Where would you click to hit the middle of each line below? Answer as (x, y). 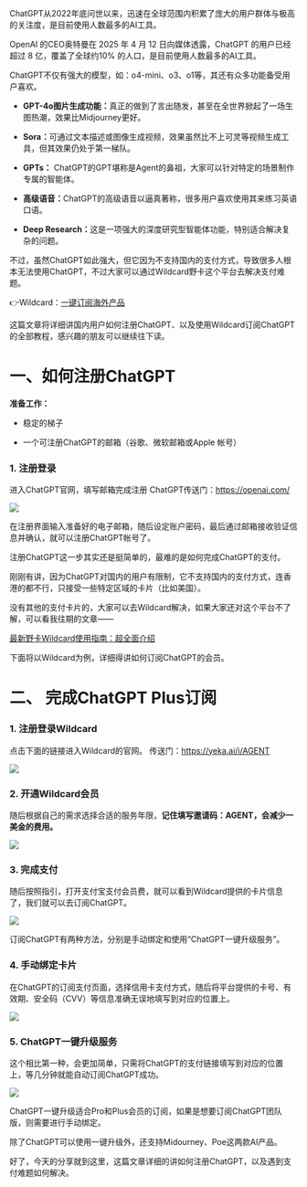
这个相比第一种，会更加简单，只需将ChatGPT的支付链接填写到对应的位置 (147, 1063)
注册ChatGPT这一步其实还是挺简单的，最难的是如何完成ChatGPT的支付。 (148, 557)
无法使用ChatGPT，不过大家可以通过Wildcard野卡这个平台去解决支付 (147, 271)
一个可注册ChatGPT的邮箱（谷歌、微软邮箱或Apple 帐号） (132, 442)
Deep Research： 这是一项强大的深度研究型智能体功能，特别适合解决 (152, 229)
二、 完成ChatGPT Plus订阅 (113, 698)
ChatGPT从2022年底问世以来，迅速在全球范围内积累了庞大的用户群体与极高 (152, 13)
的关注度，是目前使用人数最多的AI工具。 (85, 25)
